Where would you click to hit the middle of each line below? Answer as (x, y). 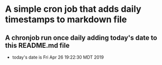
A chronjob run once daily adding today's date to (81, 38)
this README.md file (37, 45)
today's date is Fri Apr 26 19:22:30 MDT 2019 (58, 57)
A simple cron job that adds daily (73, 9)
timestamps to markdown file (66, 19)
